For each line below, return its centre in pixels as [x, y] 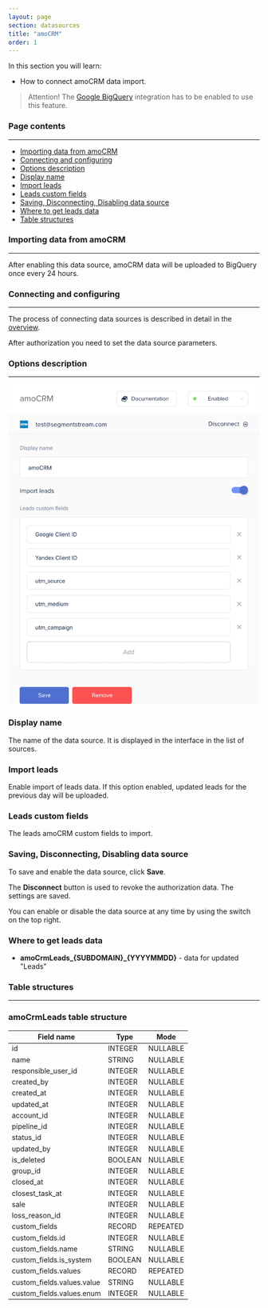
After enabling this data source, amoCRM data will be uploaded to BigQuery [133, 265]
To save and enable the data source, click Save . [87, 871]
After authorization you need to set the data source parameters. [113, 343]
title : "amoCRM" [35, 34]
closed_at [28, 1182]
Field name [56, 1037]
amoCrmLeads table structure [68, 1018]
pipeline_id [30, 1126]
